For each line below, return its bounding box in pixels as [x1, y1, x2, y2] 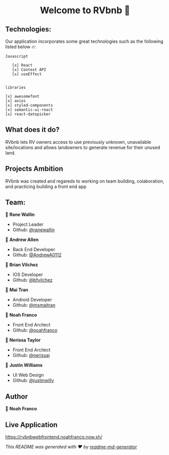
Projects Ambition [5, 165, 63, 173]
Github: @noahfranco [12, 327, 58, 333]
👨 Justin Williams [5, 362, 43, 368]
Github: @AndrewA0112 [12, 252, 62, 258]
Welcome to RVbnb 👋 [39, 5, 131, 16]
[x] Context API [12, 67, 47, 72]
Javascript [5, 54, 28, 59]
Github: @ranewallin [12, 227, 55, 233]
